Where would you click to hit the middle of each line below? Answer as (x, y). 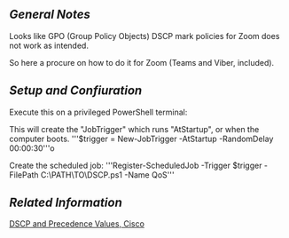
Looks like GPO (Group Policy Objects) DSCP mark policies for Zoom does (144, 36)
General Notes (50, 15)
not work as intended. (49, 45)
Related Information (66, 203)
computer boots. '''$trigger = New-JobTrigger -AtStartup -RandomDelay (141, 139)
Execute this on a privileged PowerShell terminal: (98, 112)
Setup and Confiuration (76, 91)
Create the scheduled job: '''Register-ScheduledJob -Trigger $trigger (136, 165)
